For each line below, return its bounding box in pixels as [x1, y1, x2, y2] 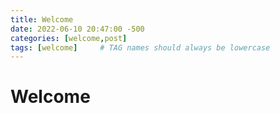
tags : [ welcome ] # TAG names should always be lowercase [10, 42, 271, 53]
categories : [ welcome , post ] [10, 33, 128, 43]
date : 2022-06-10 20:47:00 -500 [10, 24, 145, 34]
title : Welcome [10, 14, 74, 25]
